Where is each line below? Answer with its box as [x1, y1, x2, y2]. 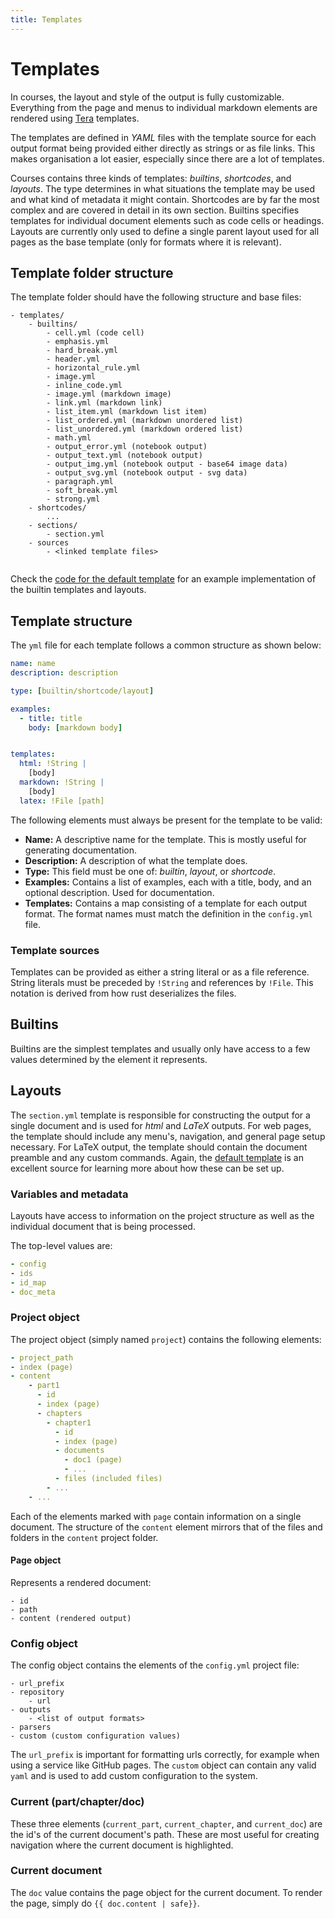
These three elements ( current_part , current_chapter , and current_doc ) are [10, 1817, 323, 1830]
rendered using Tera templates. [10, 112, 140, 124]
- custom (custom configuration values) [10, 1731, 182, 1741]
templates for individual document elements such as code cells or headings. [10, 214, 325, 226]
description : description [10, 668, 118, 678]
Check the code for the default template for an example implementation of [10, 573, 317, 585]
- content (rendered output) [10, 1613, 132, 1623]
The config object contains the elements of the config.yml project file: [10, 1659, 300, 1671]
